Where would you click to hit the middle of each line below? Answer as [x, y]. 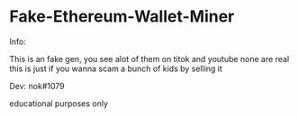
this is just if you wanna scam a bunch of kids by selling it [116, 68]
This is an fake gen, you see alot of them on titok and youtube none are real [149, 59]
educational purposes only [59, 103]
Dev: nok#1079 [37, 86]
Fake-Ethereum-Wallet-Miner [122, 17]
